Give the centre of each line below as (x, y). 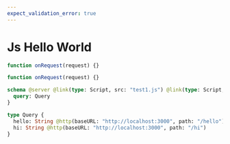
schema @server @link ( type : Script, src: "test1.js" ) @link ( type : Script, (116, 90)
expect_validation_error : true (52, 13)
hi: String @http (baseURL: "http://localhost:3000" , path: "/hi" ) (110, 128)
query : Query (32, 96)
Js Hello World (50, 47)
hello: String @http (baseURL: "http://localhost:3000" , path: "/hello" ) (119, 121)
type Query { (26, 115)
